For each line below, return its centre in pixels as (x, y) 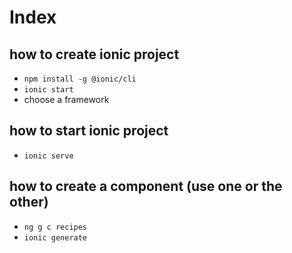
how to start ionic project (89, 131)
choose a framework (66, 99)
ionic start (48, 90)
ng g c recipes (55, 227)
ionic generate (55, 237)
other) (29, 202)
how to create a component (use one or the (146, 186)
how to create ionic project (94, 54)
